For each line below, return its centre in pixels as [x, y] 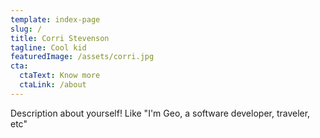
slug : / [26, 29]
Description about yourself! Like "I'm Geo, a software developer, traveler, [160, 113]
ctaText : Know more [60, 76]
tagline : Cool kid [48, 47]
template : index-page [55, 19]
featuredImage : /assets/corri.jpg [82, 57]
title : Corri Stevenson [60, 38]
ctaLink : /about [53, 85]
